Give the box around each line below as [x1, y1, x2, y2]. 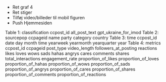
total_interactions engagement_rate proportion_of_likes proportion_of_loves [5, 56, 160, 61]
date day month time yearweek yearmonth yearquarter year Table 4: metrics [5, 40, 161, 46]
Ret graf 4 [12, 4, 33, 10]
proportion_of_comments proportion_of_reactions [5, 72, 107, 77]
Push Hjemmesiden [12, 20, 53, 26]
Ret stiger [12, 9, 32, 15]
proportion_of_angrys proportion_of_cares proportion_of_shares [5, 66, 135, 72]
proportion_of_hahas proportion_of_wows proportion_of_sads [5, 61, 130, 67]
